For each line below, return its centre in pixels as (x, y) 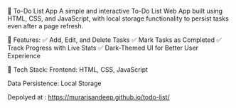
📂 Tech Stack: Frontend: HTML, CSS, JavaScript (77, 70)
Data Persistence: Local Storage (54, 83)
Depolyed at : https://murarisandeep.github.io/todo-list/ (88, 97)
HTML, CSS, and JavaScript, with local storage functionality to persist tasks (118, 18)
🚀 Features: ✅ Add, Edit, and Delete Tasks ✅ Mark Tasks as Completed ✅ (115, 40)
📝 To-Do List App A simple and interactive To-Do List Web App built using (115, 11)
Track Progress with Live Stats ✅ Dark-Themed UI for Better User (103, 48)
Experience (24, 56)
